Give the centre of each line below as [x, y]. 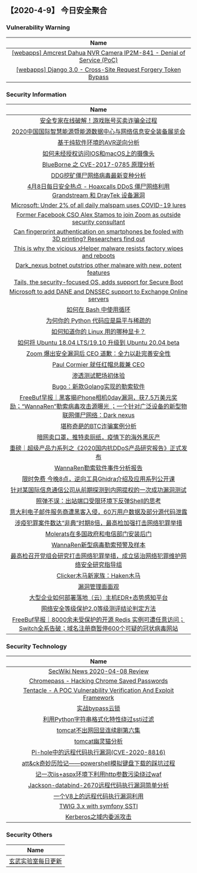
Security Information [36, 94]
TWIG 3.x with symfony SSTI [98, 806]
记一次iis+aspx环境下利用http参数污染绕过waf [98, 775]
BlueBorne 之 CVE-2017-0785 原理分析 [98, 164]
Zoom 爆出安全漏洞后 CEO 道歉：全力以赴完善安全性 [98, 354]
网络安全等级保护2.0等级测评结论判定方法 [98, 609]
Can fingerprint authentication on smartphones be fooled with [98, 232]
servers [98, 299]
